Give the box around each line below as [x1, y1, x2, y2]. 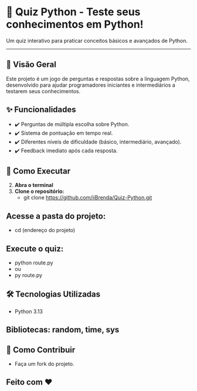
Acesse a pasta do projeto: [6, 211, 106, 221]
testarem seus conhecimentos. [6, 87, 81, 94]
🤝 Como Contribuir [6, 345, 76, 355]
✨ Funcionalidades [6, 105, 76, 115]
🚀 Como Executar [6, 166, 71, 176]
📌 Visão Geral [6, 60, 57, 70]
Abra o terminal [14, 182, 54, 189]
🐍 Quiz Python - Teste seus [6, 5, 141, 19]
